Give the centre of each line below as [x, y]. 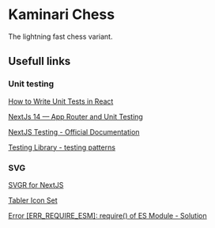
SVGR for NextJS [36, 184]
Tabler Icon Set [33, 200]
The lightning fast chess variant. [60, 36]
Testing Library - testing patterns [62, 147]
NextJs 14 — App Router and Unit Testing [76, 116]
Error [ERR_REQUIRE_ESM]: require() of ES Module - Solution [107, 215]
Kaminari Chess [62, 15]
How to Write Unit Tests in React [61, 101]
